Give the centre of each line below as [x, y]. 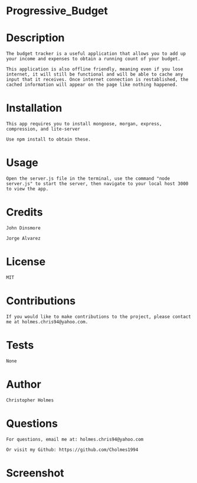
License [26, 262]
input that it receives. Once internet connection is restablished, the [97, 80]
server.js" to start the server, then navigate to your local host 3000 [97, 184]
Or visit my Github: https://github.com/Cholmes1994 [72, 450]
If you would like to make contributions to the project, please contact [99, 317]
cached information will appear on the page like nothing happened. [92, 85]
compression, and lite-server [43, 129]
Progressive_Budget [57, 11]
